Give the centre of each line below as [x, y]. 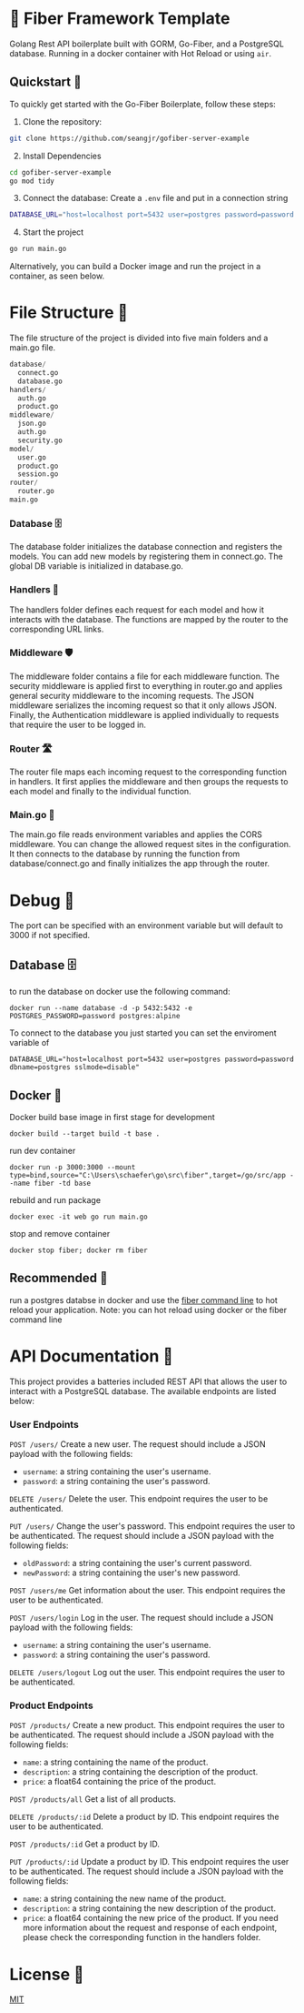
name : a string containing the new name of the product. [124, 1899]
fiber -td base [62, 1183]
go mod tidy [32, 181]
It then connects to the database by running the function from [125, 854]
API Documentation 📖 [92, 1356]
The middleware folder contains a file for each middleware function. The [144, 676]
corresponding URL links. [57, 629]
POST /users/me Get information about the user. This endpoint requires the [147, 1591]
